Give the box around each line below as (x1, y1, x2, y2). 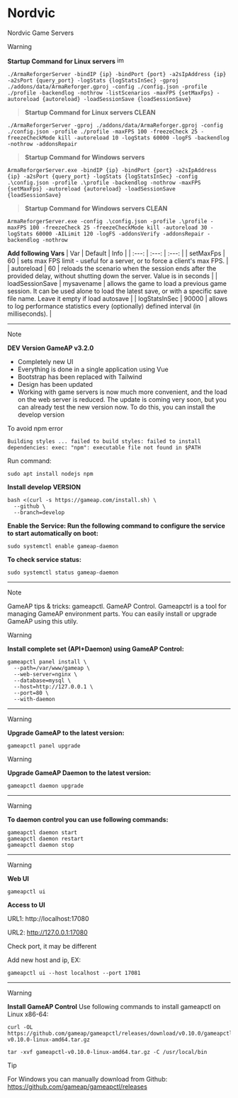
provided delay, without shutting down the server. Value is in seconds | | (7, 272, 218, 280)
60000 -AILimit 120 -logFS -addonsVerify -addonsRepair (35, 230, 204, 238)
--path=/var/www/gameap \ (13, 664, 91, 671)
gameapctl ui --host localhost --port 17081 (7, 969, 141, 976)
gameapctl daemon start (7, 828, 78, 836)
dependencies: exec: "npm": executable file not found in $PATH (7, 444, 201, 451)
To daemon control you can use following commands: (7, 815, 169, 823)
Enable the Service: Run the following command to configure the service (7, 521, 225, 530)
